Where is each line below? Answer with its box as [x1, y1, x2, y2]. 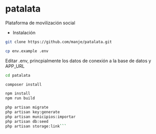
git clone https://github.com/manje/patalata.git [5, 39, 112, 44]
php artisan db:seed [5, 119, 49, 124]
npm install [5, 91, 30, 96]
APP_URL [5, 63, 25, 69]
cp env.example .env [5, 49, 49, 54]
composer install [5, 82, 42, 87]
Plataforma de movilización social [5, 20, 75, 26]
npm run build [5, 96, 35, 101]
